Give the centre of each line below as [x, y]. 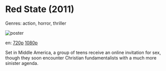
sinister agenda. [22, 63]
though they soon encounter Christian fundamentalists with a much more [81, 58]
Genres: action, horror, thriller [36, 23]
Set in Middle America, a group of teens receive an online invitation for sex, [83, 52]
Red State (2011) [40, 9]
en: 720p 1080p [21, 43]
